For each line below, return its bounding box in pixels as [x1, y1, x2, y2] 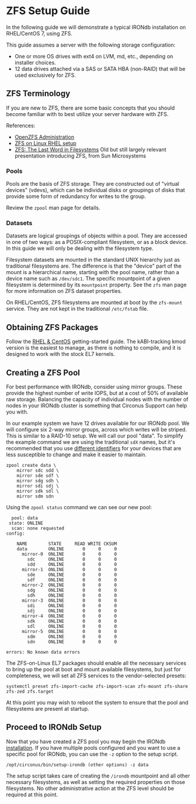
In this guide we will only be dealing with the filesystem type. [6, 245, 154, 252]
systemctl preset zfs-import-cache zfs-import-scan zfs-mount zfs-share [6, 683, 188, 689]
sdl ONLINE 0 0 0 [27, 623, 117, 629]
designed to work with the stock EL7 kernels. [6, 351, 115, 358]
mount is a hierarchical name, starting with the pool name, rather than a [6, 269, 180, 276]
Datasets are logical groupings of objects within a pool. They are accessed [6, 232, 187, 239]
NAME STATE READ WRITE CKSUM [16, 541, 117, 546]
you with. [6, 408, 28, 415]
